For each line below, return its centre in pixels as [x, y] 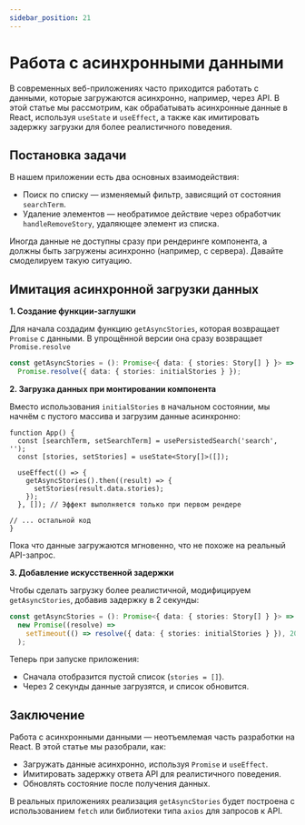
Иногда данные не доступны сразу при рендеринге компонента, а [138, 241]
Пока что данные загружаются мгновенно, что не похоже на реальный [148, 545]
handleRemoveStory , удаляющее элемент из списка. [121, 224]
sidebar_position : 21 [50, 18]
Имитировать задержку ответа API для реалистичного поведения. [152, 774]
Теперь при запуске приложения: [74, 659]
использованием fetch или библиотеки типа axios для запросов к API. [146, 811]
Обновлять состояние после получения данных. [116, 784]
